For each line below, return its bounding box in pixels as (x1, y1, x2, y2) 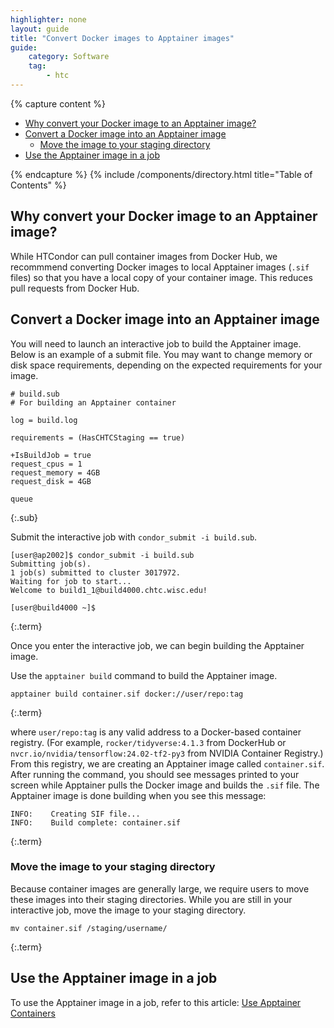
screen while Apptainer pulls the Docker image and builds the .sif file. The (10, 779, 320, 791)
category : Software (28, 52, 110, 62)
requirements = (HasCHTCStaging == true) (10, 432, 186, 443)
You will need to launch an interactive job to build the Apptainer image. (10, 337, 302, 350)
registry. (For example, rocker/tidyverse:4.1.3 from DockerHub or (10, 736, 287, 748)
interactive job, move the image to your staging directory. (10, 904, 247, 916)
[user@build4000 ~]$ (10, 602, 97, 613)
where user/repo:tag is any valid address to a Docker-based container (10, 726, 302, 738)
